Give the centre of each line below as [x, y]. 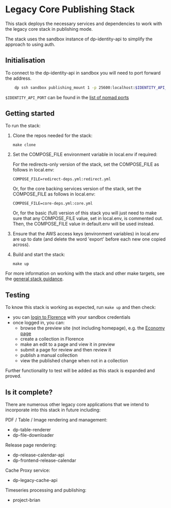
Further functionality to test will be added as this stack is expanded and [80, 371]
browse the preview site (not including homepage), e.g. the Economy [93, 328]
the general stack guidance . [35, 279]
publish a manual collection [49, 355]
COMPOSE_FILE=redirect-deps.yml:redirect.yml [62, 179]
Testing [18, 295]
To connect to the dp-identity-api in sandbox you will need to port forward [83, 73]
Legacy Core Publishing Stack [70, 9]
